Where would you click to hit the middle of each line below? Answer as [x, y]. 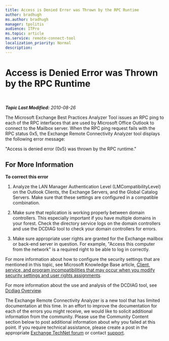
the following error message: [35, 139]
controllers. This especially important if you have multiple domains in [84, 218]
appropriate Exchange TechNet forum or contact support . [65, 333]
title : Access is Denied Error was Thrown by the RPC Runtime [72, 10]
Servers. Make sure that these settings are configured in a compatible [85, 197]
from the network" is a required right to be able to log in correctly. [81, 250]
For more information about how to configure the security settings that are [83, 259]
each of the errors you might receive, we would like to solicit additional [79, 311]
